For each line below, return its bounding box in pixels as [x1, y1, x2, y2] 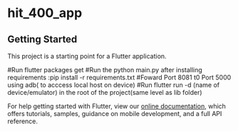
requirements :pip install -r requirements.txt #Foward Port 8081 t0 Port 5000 [7, 73, 232, 81]
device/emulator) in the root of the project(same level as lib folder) [7, 89, 202, 96]
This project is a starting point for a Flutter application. [7, 52, 167, 60]
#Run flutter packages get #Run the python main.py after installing [7, 66, 203, 74]
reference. [7, 117, 38, 125]
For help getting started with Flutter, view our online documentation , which [7, 102, 227, 110]
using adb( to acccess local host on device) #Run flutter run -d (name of [7, 81, 219, 89]
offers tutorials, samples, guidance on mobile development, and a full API [7, 110, 222, 118]
